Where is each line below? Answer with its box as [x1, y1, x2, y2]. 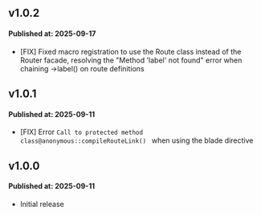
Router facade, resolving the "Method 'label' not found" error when [19, 55, 243, 65]
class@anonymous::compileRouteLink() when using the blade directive [19, 136, 254, 145]
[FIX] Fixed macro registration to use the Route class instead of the [19, 47, 242, 56]
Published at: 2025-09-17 [8, 28, 96, 39]
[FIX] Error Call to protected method [19, 128, 143, 137]
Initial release [19, 199, 64, 209]
